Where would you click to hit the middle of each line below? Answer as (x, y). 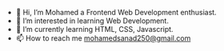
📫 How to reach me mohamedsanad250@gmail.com (103, 38)
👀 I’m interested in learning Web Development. (92, 21)
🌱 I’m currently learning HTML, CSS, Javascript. (94, 29)
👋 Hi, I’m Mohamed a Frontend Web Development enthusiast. (116, 12)
